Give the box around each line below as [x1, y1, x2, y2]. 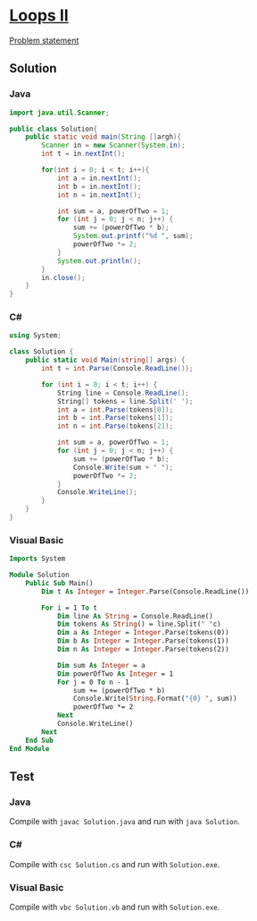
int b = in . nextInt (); [56, 182, 142, 191]
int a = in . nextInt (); [56, 174, 142, 183]
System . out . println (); [56, 256, 142, 265]
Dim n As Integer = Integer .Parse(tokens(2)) [56, 645, 229, 654]
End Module [9, 744, 50, 753]
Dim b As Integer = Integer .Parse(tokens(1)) [56, 636, 229, 645]
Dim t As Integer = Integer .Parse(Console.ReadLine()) [41, 587, 250, 596]
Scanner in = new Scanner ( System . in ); [41, 141, 186, 150]
